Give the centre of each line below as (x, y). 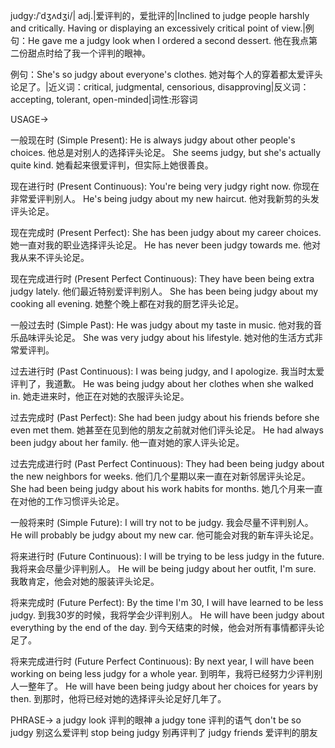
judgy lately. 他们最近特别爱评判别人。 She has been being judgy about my (164, 291)
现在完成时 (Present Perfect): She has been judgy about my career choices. (166, 232)
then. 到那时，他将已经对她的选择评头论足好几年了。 (118, 698)
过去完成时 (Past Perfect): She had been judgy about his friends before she (165, 417)
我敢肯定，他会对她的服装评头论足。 (85, 581)
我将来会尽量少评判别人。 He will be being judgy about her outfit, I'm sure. (163, 568)
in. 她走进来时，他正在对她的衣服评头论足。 (100, 396)
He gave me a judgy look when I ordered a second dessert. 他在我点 (168, 40)
